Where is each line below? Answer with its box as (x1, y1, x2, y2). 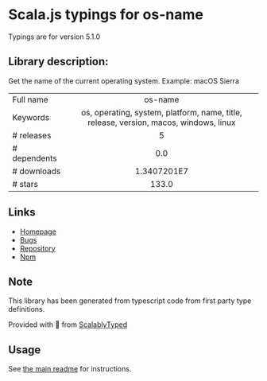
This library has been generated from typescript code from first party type (8, 296, 252, 305)
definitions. (8, 305, 45, 314)
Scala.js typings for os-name (8, 6, 204, 24)
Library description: (8, 55, 109, 68)
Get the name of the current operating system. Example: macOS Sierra (8, 76, 240, 85)
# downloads (12, 165, 61, 177)
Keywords (12, 111, 50, 122)
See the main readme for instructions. (8, 364, 132, 374)
